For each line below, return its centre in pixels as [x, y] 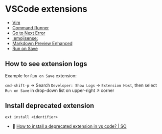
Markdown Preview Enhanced [42, 43]
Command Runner [30, 27]
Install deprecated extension [50, 106]
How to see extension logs [46, 64]
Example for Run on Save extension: [41, 76]
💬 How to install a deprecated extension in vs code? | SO [69, 126]
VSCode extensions [46, 9]
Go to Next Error [29, 33]
